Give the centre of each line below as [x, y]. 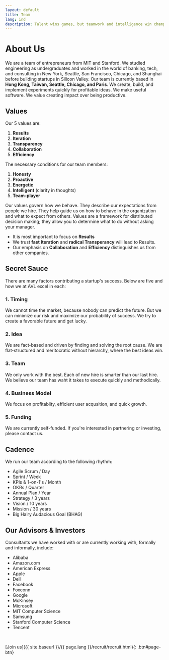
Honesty [22, 174]
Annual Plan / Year [32, 493]
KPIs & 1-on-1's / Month [37, 482]
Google [20, 595]
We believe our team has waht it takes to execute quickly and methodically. [83, 380]
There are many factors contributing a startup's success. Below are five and [84, 280]
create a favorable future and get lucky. [46, 321]
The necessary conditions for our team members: [57, 164]
